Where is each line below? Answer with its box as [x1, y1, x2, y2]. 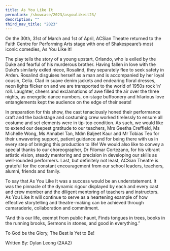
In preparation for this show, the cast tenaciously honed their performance [5, 109, 161, 115]
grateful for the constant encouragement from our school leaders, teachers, [5, 163, 164, 169]
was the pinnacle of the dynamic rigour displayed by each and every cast [5, 184, 159, 190]
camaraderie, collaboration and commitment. [5, 205, 99, 211]
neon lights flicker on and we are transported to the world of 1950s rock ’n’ [5, 83, 161, 89]
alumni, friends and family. [5, 168, 61, 174]
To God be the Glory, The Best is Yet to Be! [5, 230, 95, 236]
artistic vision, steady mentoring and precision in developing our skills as [5, 152, 157, 158]
